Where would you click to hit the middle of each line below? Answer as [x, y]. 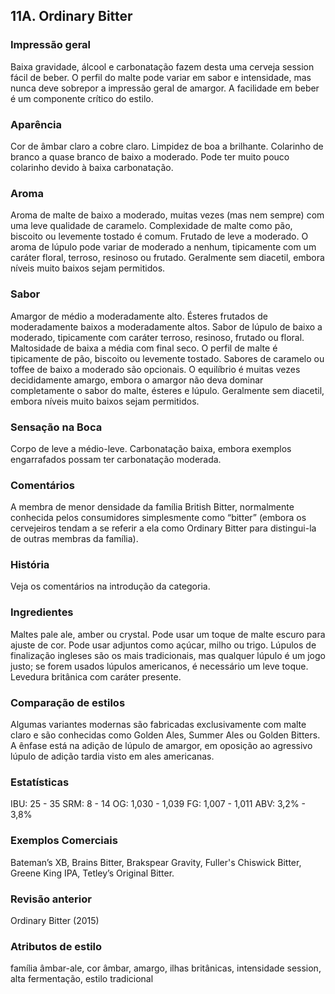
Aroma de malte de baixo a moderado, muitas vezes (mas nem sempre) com [167, 215]
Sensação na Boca [56, 427]
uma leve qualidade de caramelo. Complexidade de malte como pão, [151, 226]
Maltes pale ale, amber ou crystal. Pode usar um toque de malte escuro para [168, 634]
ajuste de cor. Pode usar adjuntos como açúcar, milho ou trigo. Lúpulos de [163, 645]
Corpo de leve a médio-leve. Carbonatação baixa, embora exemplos [151, 448]
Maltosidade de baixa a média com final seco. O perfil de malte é [144, 348]
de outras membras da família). [74, 539]
